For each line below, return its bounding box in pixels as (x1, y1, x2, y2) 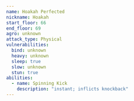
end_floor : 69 (6, 25, 42, 31)
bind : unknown (11, 48, 46, 53)
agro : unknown (6, 31, 42, 37)
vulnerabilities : (6, 42, 49, 48)
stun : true (11, 70, 39, 75)
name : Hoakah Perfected (6, 8, 65, 15)
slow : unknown (11, 64, 46, 70)
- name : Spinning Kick (11, 81, 68, 87)
